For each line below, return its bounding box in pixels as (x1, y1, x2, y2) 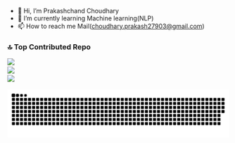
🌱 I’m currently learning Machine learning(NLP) (17, 14, 154, 22)
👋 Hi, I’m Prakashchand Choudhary (17, 7, 120, 15)
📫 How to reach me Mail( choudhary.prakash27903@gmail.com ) (17, 22, 205, 30)
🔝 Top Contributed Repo (7, 42, 91, 52)
